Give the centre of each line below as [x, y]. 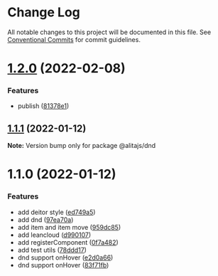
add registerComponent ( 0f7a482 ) [68, 242]
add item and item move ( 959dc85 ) [69, 227]
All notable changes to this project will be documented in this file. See [109, 32]
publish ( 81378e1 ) [43, 106]
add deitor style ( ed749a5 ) [56, 212]
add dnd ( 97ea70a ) [45, 219]
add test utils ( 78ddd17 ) [52, 250]
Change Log [44, 12]
